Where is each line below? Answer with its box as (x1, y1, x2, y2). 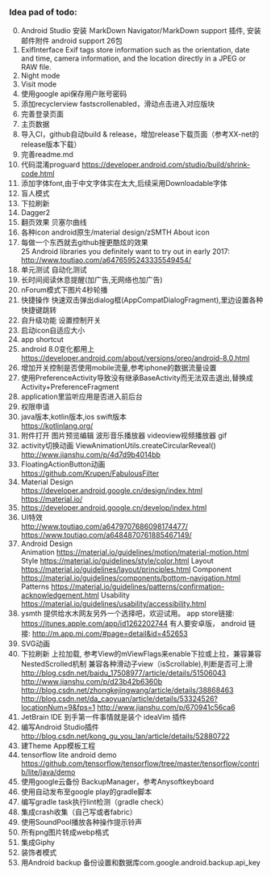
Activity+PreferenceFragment (20, 383, 119, 392)
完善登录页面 (20, 109, 64, 119)
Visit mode (20, 79, 57, 89)
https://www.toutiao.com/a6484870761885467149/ (20, 530, 192, 540)
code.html (20, 169, 55, 179)
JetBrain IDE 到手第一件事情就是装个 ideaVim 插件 (20, 712, 187, 722)
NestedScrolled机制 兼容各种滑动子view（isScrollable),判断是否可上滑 (20, 659, 253, 669)
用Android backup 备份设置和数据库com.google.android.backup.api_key (20, 858, 261, 868)
